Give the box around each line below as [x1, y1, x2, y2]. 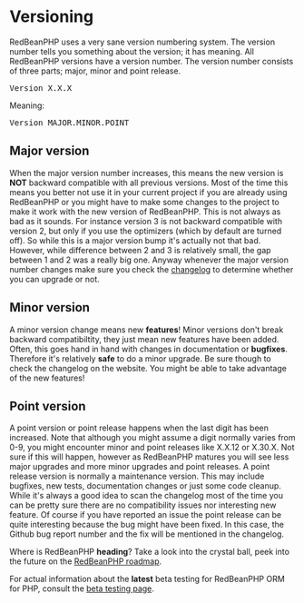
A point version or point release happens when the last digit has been [9, 422, 270, 433]
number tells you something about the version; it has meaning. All [9, 45, 254, 56]
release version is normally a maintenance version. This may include [9, 470, 265, 482]
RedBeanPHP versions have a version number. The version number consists [9, 55, 294, 66]
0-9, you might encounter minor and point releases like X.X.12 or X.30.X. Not [9, 442, 295, 453]
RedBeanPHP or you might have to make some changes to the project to [9, 196, 279, 207]
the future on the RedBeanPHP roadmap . [9, 556, 162, 567]
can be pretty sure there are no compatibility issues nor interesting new [9, 499, 277, 510]
